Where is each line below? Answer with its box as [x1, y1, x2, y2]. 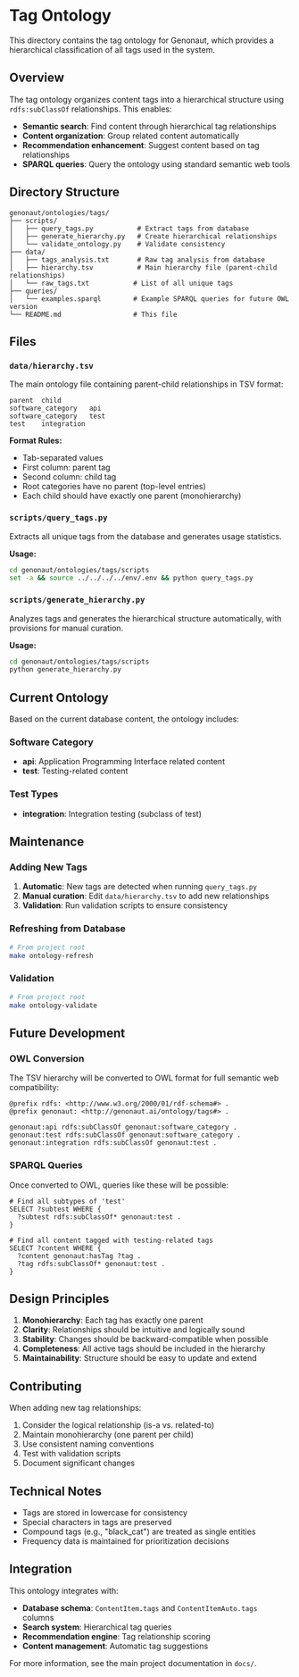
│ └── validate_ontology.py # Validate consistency [9, 239, 226, 248]
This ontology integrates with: [9, 1585, 119, 1596]
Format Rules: [9, 435, 62, 446]
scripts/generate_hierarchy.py [9, 595, 145, 605]
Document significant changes [21, 1457, 136, 1469]
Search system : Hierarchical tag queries [21, 1622, 172, 1632]
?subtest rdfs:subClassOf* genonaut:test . [17, 1212, 181, 1222]
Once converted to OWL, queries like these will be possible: [9, 1180, 229, 1190]
